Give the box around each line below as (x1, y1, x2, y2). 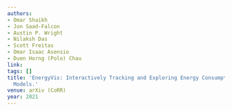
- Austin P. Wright (7, 29, 64, 37)
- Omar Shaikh (7, 17, 48, 23)
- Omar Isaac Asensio (7, 49, 70, 56)
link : (7, 61, 23, 68)
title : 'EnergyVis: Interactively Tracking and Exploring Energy (7, 74, 199, 81)
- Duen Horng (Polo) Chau (7, 55, 81, 62)
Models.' (13, 81, 39, 88)
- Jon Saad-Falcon (7, 23, 60, 30)
